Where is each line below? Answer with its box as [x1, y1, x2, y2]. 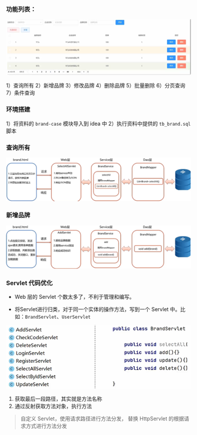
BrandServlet [25, 314, 57, 321]
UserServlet [61, 314, 91, 321]
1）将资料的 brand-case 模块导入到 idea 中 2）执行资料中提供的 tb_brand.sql [6, 120, 191, 127]
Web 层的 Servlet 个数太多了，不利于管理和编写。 [14, 294, 135, 301]
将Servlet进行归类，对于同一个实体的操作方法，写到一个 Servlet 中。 [14, 306, 181, 313]
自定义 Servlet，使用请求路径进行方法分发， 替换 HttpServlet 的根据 [20, 415, 185, 422]
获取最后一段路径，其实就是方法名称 [14, 395, 103, 403]
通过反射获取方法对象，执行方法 [14, 403, 92, 410]
